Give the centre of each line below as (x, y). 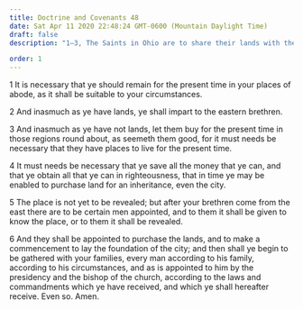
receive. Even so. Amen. (55, 296)
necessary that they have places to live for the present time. (121, 149)
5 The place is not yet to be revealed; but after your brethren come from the (150, 203)
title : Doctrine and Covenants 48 (74, 18)
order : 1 (26, 59)
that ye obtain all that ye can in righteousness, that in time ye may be (137, 176)
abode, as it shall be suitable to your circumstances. (106, 95)
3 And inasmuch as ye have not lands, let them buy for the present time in (147, 129)
